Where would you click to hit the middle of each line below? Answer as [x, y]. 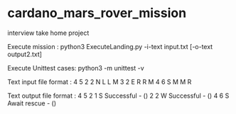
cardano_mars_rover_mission [97, 13]
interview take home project [48, 33]
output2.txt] [25, 54]
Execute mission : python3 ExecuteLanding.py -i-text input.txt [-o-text [110, 46]
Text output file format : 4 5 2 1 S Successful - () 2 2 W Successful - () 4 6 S [118, 95]
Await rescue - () [32, 103]
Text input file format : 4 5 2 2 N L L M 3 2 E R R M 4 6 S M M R [100, 82]
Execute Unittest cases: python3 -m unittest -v [76, 68]
